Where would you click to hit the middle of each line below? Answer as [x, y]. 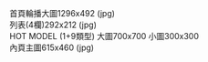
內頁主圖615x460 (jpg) [52, 47]
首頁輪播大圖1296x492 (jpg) [62, 13]
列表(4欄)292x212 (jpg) [53, 25]
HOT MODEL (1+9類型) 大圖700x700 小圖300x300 [104, 36]
